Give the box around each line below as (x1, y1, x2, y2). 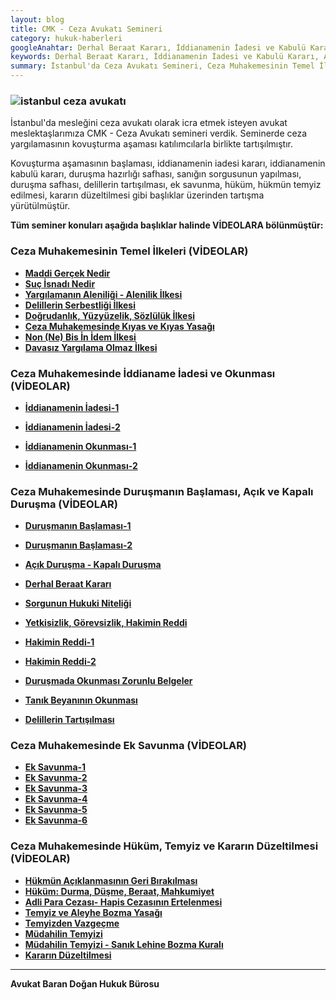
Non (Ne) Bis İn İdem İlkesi (24, 331, 137, 343)
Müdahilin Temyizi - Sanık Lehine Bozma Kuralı (24, 938, 224, 950)
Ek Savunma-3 (24, 782, 88, 795)
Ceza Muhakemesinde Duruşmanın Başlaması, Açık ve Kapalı (10, 484, 314, 498)
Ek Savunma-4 (24, 793, 88, 805)
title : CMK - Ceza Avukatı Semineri (10, 24, 163, 34)
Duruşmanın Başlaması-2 (24, 539, 133, 551)
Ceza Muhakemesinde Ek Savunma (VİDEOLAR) (10, 739, 248, 753)
